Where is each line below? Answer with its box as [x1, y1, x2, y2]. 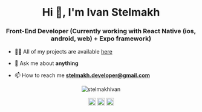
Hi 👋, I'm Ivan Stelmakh [42, 5, 160, 19]
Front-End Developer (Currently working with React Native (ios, [5, 27, 197, 36]
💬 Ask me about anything [14, 60, 79, 67]
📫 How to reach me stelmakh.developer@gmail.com [14, 72, 151, 79]
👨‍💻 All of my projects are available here [14, 48, 112, 55]
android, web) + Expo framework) [50, 34, 152, 43]
